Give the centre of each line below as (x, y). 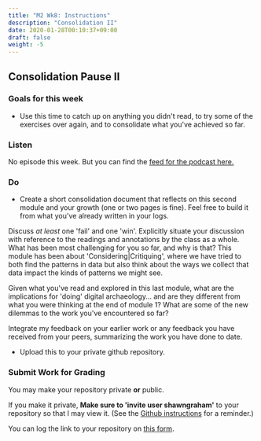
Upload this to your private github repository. (92, 352)
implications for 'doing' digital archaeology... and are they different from (125, 296)
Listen (20, 145)
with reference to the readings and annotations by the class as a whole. (124, 240)
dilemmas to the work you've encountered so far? (88, 313)
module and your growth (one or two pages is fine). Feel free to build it (134, 208)
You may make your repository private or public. (86, 389)
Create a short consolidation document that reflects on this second (128, 199)
